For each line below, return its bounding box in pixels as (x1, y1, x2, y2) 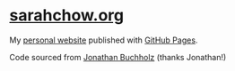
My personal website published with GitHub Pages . (9, 35, 198, 45)
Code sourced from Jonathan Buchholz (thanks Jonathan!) (9, 51, 227, 62)
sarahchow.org (9, 5, 125, 26)
